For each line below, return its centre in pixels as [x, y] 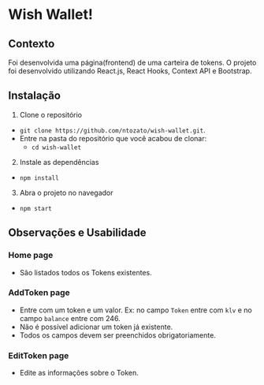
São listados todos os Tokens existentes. [86, 272]
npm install [39, 178]
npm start [36, 208]
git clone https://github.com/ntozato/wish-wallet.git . [113, 130]
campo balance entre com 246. [70, 318]
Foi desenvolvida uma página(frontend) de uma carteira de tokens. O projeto [132, 62]
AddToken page [39, 293]
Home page [31, 256]
